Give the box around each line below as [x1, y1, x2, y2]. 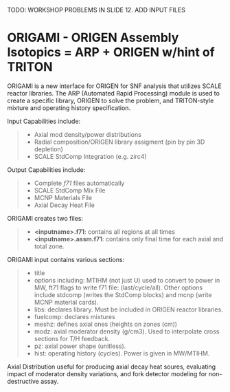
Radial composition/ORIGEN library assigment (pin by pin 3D [34, 138, 205, 146]
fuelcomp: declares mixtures [34, 312, 115, 320]
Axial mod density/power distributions [34, 130, 142, 138]
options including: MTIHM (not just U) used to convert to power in [34, 276, 220, 284]
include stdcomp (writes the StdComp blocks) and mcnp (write [34, 290, 212, 298]
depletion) [34, 144, 64, 153]
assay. [40, 377, 59, 385]
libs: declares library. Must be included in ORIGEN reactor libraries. [34, 305, 223, 314]
